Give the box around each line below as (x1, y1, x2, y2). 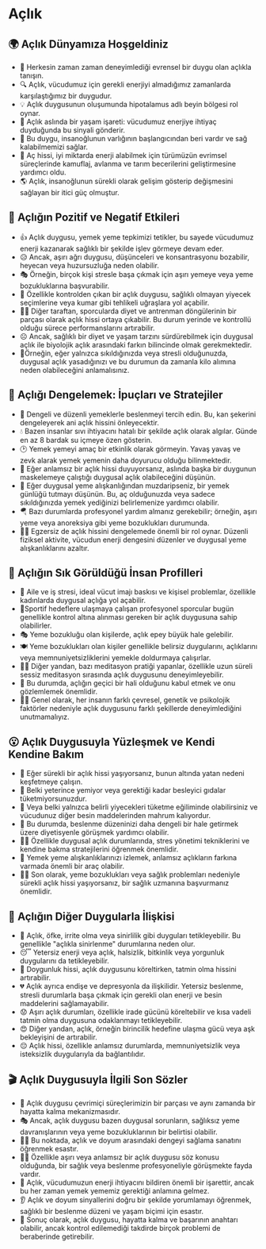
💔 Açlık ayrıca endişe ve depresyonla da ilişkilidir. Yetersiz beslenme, (19, 982, 244, 991)
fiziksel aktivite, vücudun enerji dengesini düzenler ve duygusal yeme (19, 535, 247, 544)
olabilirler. (19, 621, 52, 631)
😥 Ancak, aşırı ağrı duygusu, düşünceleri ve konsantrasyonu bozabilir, (19, 252, 250, 262)
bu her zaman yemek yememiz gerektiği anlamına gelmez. (19, 1186, 210, 1195)
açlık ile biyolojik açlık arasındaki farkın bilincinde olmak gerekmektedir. (19, 340, 253, 349)
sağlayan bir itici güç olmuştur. (19, 188, 120, 197)
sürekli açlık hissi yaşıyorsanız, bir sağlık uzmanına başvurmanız (19, 878, 230, 888)
